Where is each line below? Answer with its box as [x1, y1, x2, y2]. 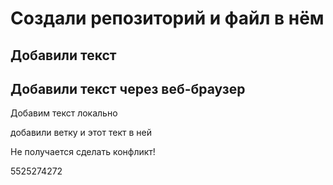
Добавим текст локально [10, 107, 118, 119]
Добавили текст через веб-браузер [10, 80, 246, 97]
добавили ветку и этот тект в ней [10, 127, 152, 139]
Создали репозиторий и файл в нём [10, 7, 325, 30]
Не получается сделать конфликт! [10, 146, 156, 158]
